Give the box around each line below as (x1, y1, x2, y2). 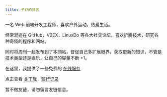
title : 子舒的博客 (5, 7, 40, 12)
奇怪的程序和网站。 (9, 38, 49, 44)
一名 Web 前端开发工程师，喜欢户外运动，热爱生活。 (5, 21, 113, 27)
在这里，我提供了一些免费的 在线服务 (5, 65, 81, 71)
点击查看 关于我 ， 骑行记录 (5, 76, 59, 82)
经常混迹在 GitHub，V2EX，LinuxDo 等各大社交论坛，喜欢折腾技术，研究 (5, 32, 155, 38)
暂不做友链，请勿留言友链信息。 (5, 86, 71, 92)
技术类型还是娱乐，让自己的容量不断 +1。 (5, 55, 89, 61)
